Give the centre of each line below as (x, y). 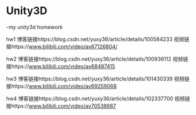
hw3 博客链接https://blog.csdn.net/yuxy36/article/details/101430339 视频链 (98, 79)
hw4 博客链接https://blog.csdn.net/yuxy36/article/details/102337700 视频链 (98, 99)
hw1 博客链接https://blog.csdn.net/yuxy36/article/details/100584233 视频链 (98, 39)
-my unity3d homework (34, 27)
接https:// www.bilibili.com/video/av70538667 (61, 106)
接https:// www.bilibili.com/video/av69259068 (62, 86)
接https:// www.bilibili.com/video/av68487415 (61, 66)
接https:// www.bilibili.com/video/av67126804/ (62, 46)
